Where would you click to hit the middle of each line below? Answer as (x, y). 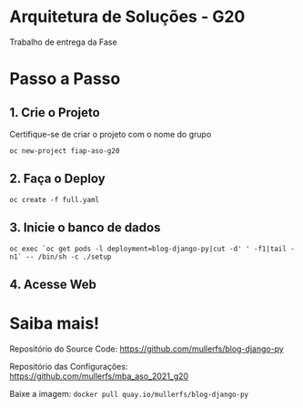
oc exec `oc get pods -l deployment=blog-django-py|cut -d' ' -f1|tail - (152, 249)
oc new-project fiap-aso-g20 (65, 151)
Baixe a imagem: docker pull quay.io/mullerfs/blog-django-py (129, 393)
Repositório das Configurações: (69, 366)
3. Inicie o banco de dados (85, 228)
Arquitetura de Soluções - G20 (127, 17)
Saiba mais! (55, 324)
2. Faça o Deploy (58, 179)
